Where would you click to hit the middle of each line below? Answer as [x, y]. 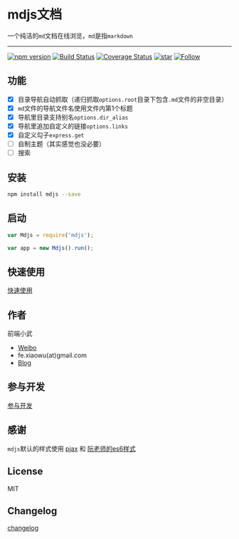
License [25, 472]
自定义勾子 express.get [51, 135]
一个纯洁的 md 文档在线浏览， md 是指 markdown [70, 36]
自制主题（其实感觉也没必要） [61, 144]
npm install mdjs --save [44, 194]
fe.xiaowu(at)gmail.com [52, 355]
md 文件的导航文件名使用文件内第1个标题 [75, 108]
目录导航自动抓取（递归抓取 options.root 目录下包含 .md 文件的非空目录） [123, 99]
